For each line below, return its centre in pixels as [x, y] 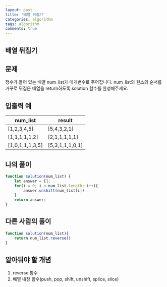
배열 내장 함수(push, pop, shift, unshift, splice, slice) [66, 279]
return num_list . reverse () [43, 238]
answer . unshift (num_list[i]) [54, 190]
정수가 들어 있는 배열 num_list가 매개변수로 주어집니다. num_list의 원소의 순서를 [84, 82]
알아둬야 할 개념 [28, 260]
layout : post [19, 10]
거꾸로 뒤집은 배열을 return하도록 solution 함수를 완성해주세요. [67, 88]
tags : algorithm [22, 24]
